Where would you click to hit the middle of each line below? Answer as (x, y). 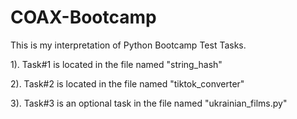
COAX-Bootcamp (83, 17)
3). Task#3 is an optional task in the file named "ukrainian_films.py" (149, 103)
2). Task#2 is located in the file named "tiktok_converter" (127, 83)
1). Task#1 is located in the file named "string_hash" (116, 64)
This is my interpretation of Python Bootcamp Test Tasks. (128, 45)
